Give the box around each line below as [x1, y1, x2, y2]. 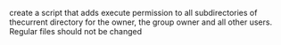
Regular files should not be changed [9, 26, 143, 36]
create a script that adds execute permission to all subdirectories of [9, 8, 258, 18]
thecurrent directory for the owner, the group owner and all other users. [9, 17, 273, 27]
